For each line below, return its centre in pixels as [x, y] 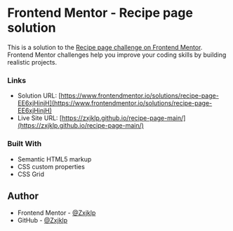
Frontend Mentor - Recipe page [100, 13]
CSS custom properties [51, 166]
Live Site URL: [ [40, 118]
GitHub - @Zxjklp [42, 220]
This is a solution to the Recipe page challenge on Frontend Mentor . [105, 47]
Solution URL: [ [39, 95]
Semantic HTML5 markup [54, 159]
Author [23, 196]
